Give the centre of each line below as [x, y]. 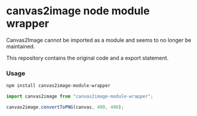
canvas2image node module [78, 11]
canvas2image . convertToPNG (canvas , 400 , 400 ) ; [65, 107]
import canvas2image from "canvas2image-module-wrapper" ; [80, 96]
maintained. [21, 46]
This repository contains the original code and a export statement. [87, 58]
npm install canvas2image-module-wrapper [59, 86]
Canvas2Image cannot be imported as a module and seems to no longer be [99, 40]
